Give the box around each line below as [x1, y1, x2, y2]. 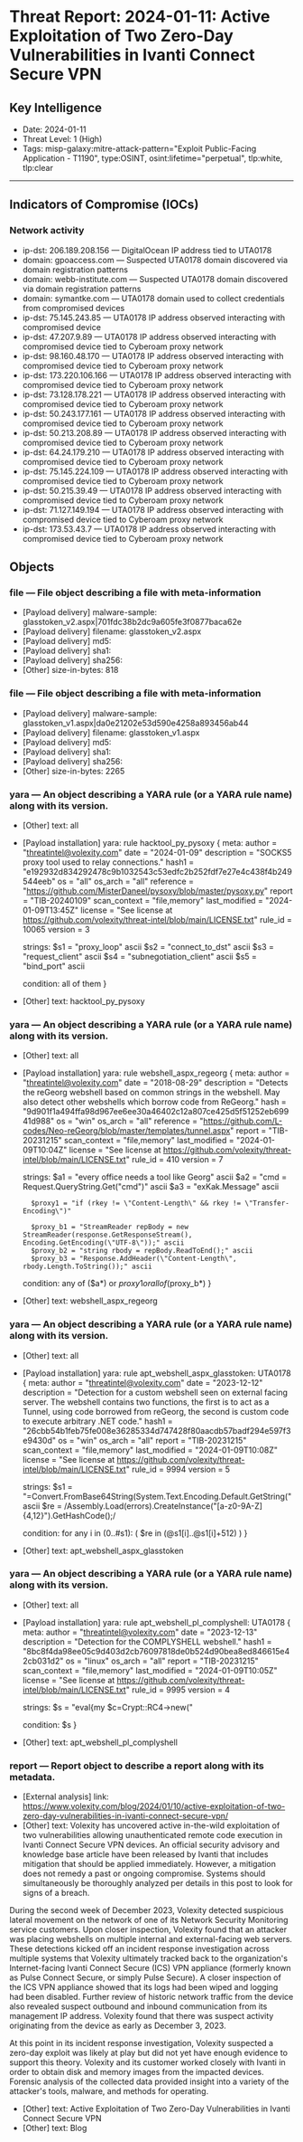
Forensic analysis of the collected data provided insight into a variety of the [9, 2076, 289, 2087]
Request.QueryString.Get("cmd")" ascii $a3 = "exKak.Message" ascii [22, 1181, 280, 1192]
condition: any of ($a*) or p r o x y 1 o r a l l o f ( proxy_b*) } [22, 1278, 212, 1289]
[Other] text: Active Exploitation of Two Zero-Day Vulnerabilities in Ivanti [22, 2103, 290, 2114]
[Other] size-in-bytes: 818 [22, 665, 119, 676]
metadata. [9, 1770, 56, 1783]
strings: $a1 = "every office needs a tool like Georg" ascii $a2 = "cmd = [22, 1171, 287, 1182]
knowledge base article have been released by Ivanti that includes [22, 1849, 269, 1860]
